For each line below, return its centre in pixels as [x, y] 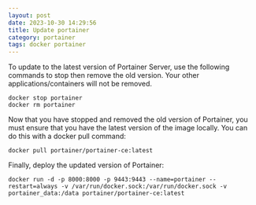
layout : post [30, 15]
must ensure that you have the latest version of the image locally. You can [128, 128]
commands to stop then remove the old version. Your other [104, 75]
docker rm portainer [42, 105]
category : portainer [42, 37]
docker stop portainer [45, 98]
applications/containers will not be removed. [80, 84]
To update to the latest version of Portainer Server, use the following [119, 67]
